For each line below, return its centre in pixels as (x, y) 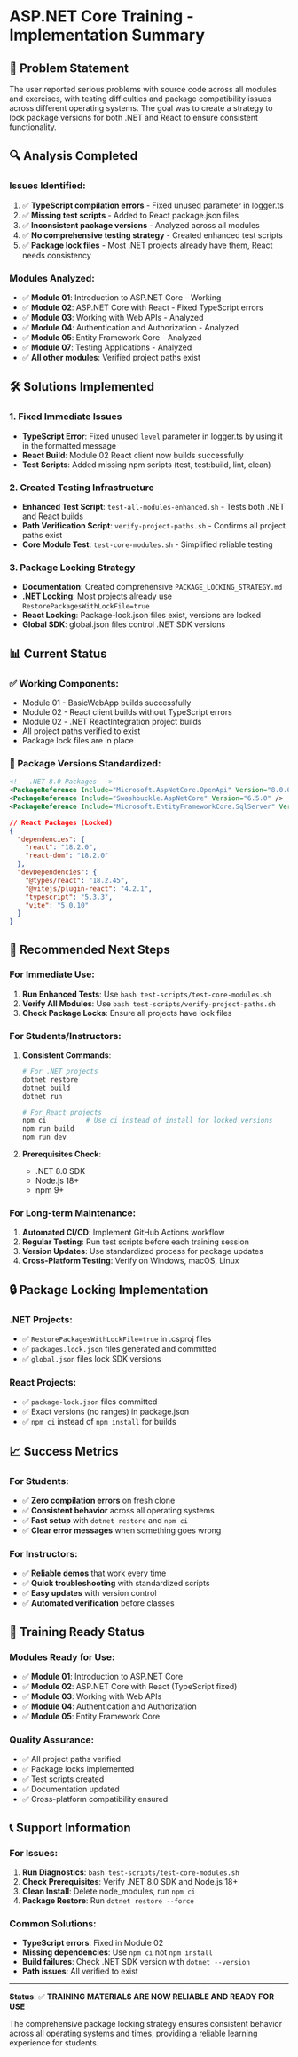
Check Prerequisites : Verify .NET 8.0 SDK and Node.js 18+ (130, 1882)
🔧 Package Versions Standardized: (85, 763)
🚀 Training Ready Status (77, 1632)
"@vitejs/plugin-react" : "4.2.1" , (89, 889)
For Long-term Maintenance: (72, 1213)
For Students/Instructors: (65, 1036)
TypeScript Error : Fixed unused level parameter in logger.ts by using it (153, 436)
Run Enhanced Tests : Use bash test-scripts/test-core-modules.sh (147, 994)
